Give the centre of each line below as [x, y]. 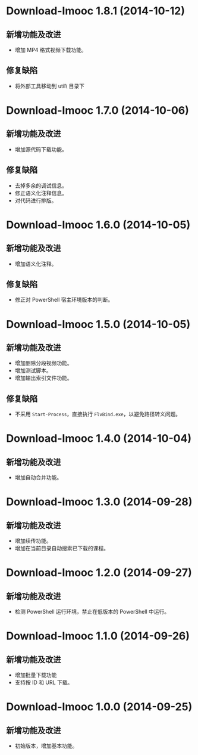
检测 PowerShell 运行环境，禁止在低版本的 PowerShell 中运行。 [92, 612]
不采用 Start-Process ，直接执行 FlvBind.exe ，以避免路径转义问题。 [98, 414]
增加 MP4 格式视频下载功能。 [51, 50]
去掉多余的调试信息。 [41, 185]
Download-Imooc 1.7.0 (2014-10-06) [98, 110]
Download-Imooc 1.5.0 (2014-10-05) [98, 324]
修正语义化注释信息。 [41, 193]
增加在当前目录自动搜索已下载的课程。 [62, 548]
